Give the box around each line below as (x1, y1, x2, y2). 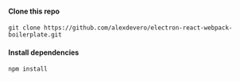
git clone (8, 24, 41, 32)
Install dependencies (8, 48, 79, 57)
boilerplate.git (8, 31, 62, 39)
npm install (8, 65, 48, 73)
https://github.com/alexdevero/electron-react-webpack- (43, 24, 233, 32)
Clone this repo (8, 6, 60, 16)
